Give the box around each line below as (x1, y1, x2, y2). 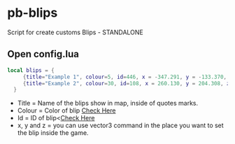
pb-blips (7, 5, 58, 21)
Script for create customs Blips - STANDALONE (7, 28, 143, 36)
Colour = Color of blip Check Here (17, 106, 116, 115)
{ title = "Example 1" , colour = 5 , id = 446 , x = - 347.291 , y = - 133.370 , (22, 73, 227, 80)
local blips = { (7, 66, 55, 74)
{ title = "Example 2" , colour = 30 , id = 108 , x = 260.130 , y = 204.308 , (22, 80, 224, 87)
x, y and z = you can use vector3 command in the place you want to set (17, 121, 224, 130)
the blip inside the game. (17, 129, 89, 137)
